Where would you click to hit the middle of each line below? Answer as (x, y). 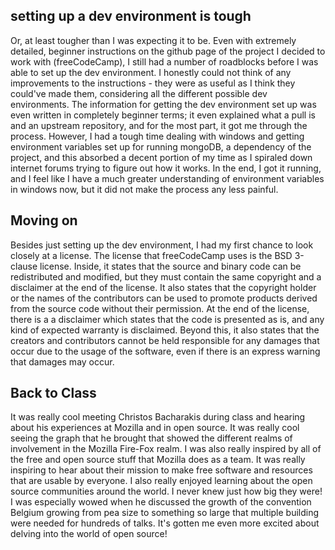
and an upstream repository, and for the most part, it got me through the (159, 125)
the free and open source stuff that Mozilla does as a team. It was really (158, 460)
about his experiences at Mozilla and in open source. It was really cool (155, 428)
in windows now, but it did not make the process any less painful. (144, 189)
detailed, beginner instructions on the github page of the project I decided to (168, 51)
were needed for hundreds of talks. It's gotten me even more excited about (165, 523)
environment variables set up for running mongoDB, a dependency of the (161, 146)
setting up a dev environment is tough (131, 16)
